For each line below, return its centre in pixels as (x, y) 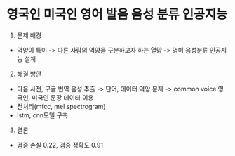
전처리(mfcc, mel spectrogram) (61, 106)
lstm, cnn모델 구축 (42, 115)
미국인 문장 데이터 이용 (63, 97)
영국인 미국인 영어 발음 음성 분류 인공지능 (117, 14)
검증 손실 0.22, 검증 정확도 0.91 (60, 145)
